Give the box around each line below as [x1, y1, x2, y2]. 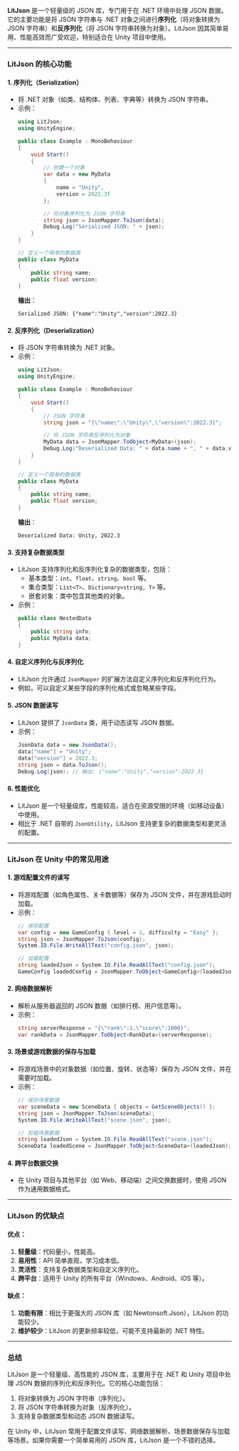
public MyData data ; [31, 634, 92, 642]
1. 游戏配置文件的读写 [7, 873, 70, 882]
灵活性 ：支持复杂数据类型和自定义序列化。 [17, 1265, 143, 1273]
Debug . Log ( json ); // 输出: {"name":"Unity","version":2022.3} [17, 767, 204, 775]
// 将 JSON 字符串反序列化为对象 [43, 432, 131, 439]
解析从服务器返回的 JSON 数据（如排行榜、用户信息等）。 [17, 1001, 185, 1010]
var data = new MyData [43, 171, 111, 178]
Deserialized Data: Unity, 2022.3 [17, 532, 120, 539]
